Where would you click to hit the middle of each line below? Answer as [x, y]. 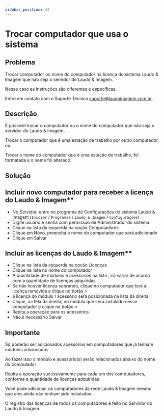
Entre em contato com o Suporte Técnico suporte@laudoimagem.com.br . [79, 98]
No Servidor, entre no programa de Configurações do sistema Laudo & [84, 212]
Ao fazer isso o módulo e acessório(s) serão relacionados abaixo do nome [80, 359]
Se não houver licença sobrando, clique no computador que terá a [79, 286]
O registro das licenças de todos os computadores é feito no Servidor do [79, 403]
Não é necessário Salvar [37, 317]
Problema [20, 63]
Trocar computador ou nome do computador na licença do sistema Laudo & [82, 74]
